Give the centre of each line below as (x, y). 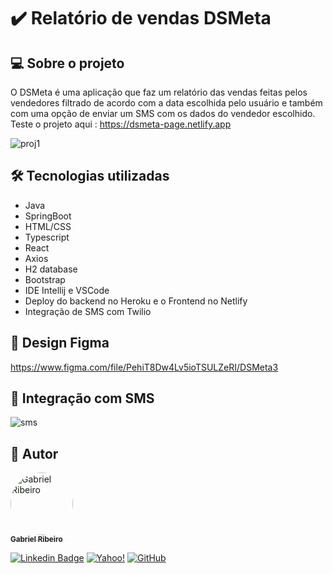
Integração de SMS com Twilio (88, 311)
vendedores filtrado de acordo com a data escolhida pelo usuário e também (166, 103)
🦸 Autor (34, 453)
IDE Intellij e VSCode (67, 290)
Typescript (47, 237)
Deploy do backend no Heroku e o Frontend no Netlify (136, 301)
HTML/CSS (48, 226)
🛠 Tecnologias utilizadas (90, 176)
